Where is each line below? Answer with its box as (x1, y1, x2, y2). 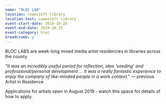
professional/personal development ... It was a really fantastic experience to (5, 68, 161, 74)
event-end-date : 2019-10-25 (5, 26, 63, 31)
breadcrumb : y (5, 35, 35, 40)
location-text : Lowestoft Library (5, 16, 77, 21)
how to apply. (5, 93, 33, 99)
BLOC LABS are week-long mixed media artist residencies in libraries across (5, 48, 161, 54)
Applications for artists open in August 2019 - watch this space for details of (5, 88, 161, 94)
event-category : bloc (5, 30, 50, 35)
